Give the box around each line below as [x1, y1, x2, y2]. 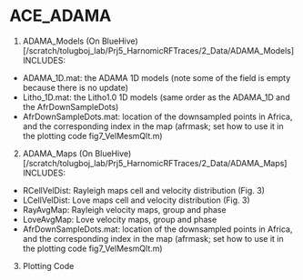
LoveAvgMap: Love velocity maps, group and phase [22, 214, 217, 225]
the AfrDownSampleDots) [22, 101, 119, 112]
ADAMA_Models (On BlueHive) [22, 35, 138, 46]
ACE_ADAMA [9, 5, 112, 26]
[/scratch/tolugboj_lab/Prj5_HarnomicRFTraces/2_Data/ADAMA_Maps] [22, 157, 288, 168]
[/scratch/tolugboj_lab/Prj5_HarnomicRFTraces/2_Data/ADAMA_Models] [22, 45, 295, 55]
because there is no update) [22, 82, 129, 93]
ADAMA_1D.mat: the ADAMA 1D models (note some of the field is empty [22, 72, 291, 83]
